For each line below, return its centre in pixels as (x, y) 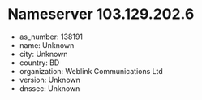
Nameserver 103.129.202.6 (101, 14)
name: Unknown (47, 45)
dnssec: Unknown (49, 88)
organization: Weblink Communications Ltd (91, 71)
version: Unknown (49, 80)
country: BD (39, 63)
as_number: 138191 (51, 37)
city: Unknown (43, 54)
